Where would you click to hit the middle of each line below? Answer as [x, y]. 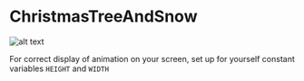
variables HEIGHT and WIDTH [59, 68]
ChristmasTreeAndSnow [103, 17]
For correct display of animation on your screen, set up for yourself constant [152, 58]
